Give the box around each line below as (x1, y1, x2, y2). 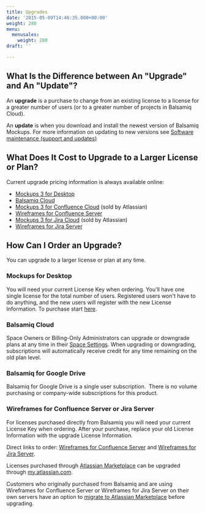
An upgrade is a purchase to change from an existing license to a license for (6, 97, 199, 104)
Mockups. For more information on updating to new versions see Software (6, 128, 194, 135)
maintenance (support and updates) (6, 135, 97, 142)
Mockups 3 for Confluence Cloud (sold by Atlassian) (15, 203, 148, 210)
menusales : (12, 32, 40, 38)
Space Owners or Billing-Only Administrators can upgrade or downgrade (6, 334, 190, 341)
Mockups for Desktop (6, 271, 72, 280)
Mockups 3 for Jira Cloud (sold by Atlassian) (15, 216, 128, 223)
